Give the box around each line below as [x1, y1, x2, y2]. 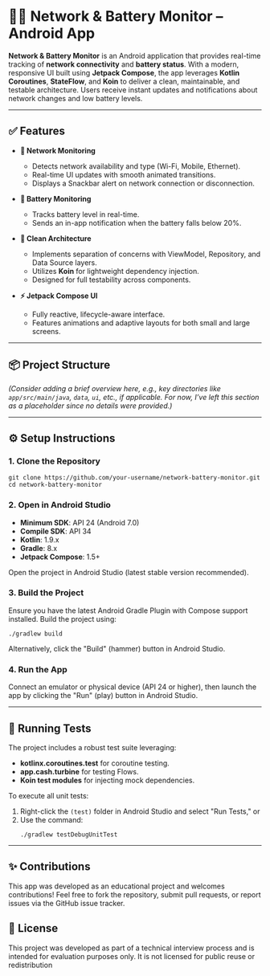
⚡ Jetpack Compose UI [19, 291, 98, 300]
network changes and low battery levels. [8, 93, 143, 103]
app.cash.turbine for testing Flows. [19, 766, 139, 776]
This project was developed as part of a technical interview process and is [8, 943, 255, 953]
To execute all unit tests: [8, 790, 89, 800]
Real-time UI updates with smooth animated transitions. [31, 169, 216, 179]
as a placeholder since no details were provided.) [8, 401, 173, 410]
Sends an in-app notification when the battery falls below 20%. [31, 218, 242, 227]
